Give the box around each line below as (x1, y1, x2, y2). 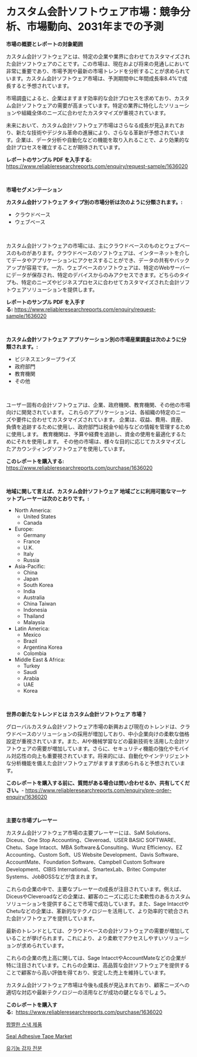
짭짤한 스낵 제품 (6, 1021, 43, 1028)
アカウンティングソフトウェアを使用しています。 (11, 445, 129, 452)
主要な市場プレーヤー (6, 816, 57, 823)
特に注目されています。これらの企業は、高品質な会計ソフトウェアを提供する (6, 962, 190, 969)
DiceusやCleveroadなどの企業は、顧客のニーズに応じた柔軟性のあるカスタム (6, 892, 191, 899)
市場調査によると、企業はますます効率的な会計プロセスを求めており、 (6, 94, 175, 101)
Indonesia (23, 606, 47, 613)
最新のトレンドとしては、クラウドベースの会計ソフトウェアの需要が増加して (6, 927, 190, 934)
